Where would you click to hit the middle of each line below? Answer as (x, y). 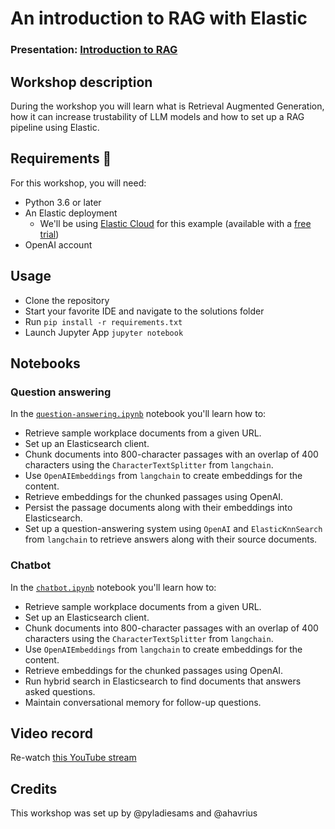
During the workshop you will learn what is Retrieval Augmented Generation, (167, 106)
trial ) (49, 234)
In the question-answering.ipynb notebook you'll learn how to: (138, 414)
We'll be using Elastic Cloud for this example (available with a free (175, 223)
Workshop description (81, 82)
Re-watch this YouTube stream (73, 758)
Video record (52, 733)
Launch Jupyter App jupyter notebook (104, 332)
